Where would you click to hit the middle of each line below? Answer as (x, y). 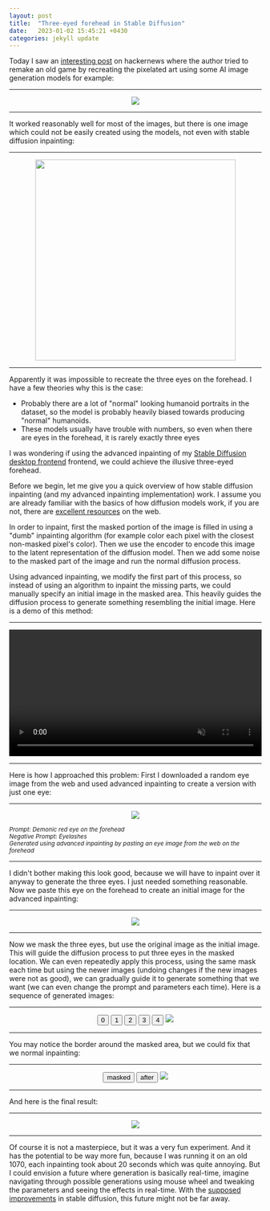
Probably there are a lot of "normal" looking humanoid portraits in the (135, 403)
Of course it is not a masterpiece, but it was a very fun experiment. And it (130, 1148)
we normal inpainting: (45, 1053)
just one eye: (30, 792)
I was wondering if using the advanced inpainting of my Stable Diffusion (128, 453)
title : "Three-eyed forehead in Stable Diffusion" (97, 23)
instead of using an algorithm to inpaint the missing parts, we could (120, 585)
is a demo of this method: (51, 611)
